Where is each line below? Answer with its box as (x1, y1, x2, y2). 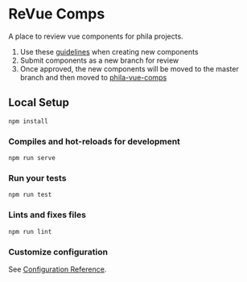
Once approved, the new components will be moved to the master (19, 63, 239, 73)
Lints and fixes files (8, 210, 87, 221)
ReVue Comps (8, 5, 105, 23)
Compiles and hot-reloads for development (8, 136, 181, 147)
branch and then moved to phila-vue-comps (19, 72, 167, 82)
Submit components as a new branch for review (19, 55, 179, 65)
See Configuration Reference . (8, 264, 107, 274)
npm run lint (8, 227, 52, 235)
